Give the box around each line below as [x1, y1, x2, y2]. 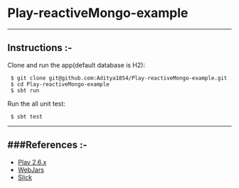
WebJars [17, 165, 45, 174]
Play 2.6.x [17, 157, 47, 166]
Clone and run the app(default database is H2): [7, 60, 146, 69]
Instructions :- [7, 42, 73, 54]
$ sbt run [10, 87, 40, 94]
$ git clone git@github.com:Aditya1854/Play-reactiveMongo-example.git [10, 74, 228, 82]
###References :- [7, 139, 87, 151]
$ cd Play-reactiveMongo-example [10, 80, 110, 88]
